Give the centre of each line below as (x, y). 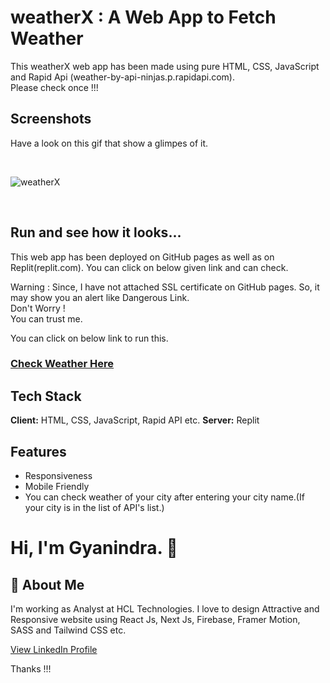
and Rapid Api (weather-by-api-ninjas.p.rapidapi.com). (122, 77)
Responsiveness (58, 476)
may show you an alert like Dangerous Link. (100, 297)
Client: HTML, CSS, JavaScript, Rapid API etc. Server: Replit (135, 420)
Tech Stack (46, 396)
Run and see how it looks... (96, 232)
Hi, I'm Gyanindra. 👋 (94, 548)
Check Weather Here (62, 364)
